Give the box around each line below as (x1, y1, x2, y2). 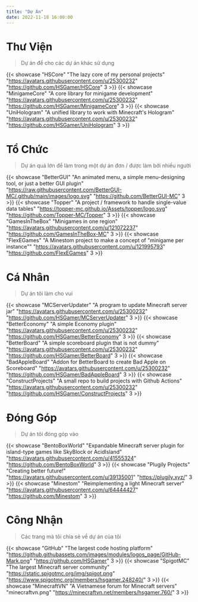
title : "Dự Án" (6, 8, 44, 15)
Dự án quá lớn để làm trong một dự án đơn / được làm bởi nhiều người (20, 162, 191, 170)
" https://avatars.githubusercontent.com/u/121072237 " (6, 224, 139, 231)
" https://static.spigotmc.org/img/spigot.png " (6, 570, 115, 577)
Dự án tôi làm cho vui (20, 290, 73, 297)
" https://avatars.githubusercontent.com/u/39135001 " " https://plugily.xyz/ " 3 (6, 474, 193, 481)
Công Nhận (6, 513, 64, 527)
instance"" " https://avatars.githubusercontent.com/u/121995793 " (6, 243, 165, 250)
